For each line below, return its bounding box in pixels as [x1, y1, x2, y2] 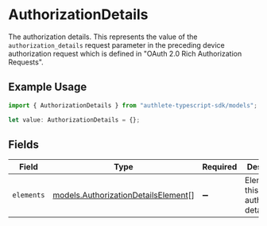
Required [202, 162, 238, 173]
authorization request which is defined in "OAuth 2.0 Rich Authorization [8, 49, 242, 58]
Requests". [8, 57, 44, 67]
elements [12, 191, 45, 200]
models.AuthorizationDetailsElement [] [52, 189, 195, 201]
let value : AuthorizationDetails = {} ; [8, 115, 141, 124]
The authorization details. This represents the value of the [8, 32, 198, 41]
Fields [8, 138, 40, 151]
